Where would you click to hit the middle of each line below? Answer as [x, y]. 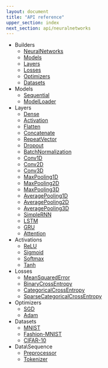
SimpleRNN [37, 215]
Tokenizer [36, 359]
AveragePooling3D [46, 208]
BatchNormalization [48, 152]
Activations [28, 240]
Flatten [32, 127]
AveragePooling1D [46, 196]
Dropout [33, 146]
